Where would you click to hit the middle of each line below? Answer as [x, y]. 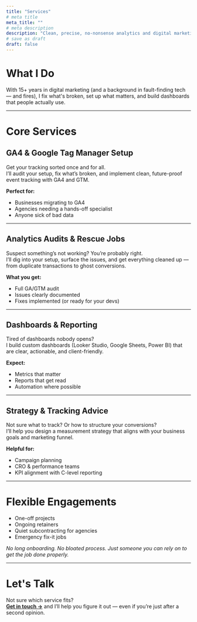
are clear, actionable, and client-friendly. [55, 352]
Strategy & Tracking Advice [57, 411]
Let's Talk [30, 584]
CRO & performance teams [47, 466]
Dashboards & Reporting [52, 325]
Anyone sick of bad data [44, 215]
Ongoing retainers [36, 524]
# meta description [30, 28]
